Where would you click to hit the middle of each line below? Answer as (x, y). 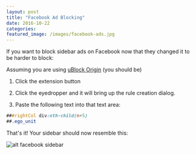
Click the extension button (47, 82)
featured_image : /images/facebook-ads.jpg (60, 34)
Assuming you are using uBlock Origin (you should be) (74, 69)
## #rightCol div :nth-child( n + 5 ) (47, 116)
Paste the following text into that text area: (68, 105)
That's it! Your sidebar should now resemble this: (67, 133)
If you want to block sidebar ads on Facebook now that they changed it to (98, 51)
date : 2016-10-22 (28, 23)
